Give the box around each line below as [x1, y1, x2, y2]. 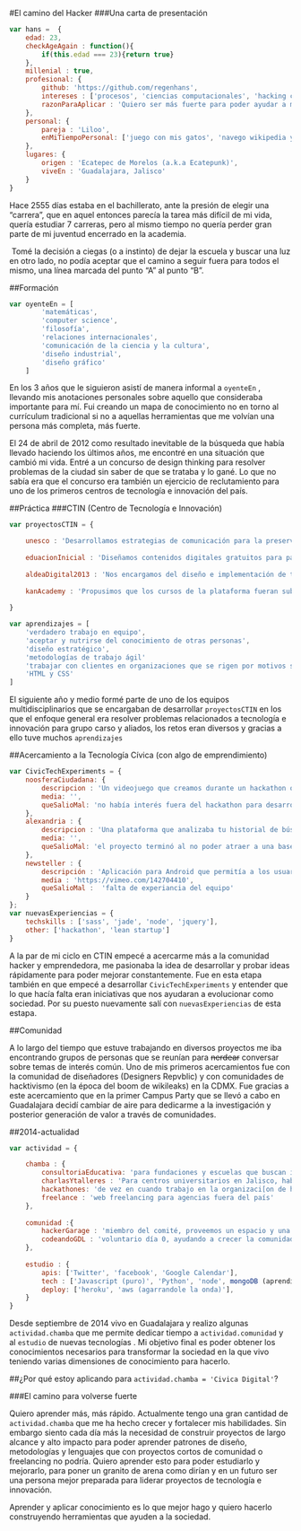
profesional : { [25, 75, 82, 84]
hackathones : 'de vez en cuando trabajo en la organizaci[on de [41, 1185, 287, 1194]
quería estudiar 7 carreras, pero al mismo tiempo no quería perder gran [9, 219, 272, 230]
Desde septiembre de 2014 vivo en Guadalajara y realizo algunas [9, 1318, 249, 1329]
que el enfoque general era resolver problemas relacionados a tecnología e [9, 713, 287, 724]
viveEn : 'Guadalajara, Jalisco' [41, 166, 167, 176]
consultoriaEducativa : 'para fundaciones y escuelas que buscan [41, 1168, 287, 1177]
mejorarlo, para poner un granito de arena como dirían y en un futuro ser [9, 1465, 278, 1476]
